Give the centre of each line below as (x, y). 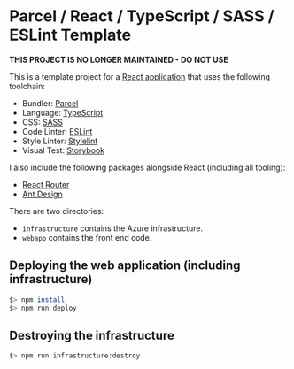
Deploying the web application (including (125, 266)
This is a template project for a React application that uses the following (140, 76)
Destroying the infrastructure (92, 335)
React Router (46, 184)
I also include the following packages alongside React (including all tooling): (147, 167)
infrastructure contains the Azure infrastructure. (112, 228)
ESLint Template (70, 35)
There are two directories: (57, 211)
